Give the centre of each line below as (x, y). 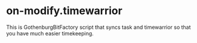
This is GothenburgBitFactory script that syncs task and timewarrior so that (98, 27)
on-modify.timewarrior (64, 11)
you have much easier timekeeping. (50, 33)
